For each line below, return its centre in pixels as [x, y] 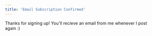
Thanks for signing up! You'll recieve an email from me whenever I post [76, 23]
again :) [13, 28]
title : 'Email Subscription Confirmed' [45, 9]
